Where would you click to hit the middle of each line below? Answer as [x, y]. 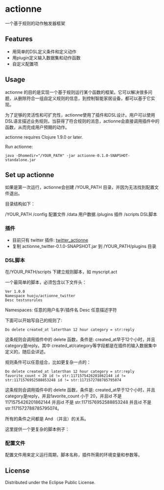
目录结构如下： [20, 204]
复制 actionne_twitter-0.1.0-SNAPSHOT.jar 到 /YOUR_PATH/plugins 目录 [84, 246]
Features [19, 39]
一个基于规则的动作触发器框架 [35, 23]
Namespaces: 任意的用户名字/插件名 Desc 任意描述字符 [61, 310]
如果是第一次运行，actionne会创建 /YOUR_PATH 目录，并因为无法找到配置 [80, 187]
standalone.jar [21, 160]
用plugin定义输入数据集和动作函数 [46, 58]
